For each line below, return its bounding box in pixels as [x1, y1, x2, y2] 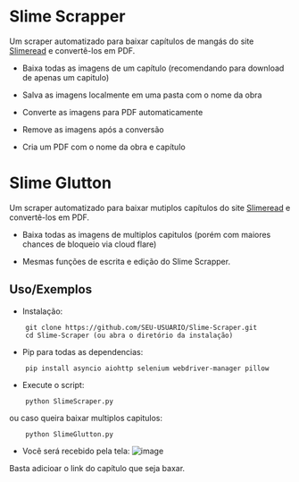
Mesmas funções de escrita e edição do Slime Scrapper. [21, 256, 230, 266]
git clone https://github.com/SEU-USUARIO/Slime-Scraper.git [25, 323, 257, 332]
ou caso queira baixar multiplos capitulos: [9, 412, 163, 423]
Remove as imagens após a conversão [21, 123, 164, 135]
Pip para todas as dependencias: [21, 346, 144, 357]
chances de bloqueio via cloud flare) [21, 239, 157, 249]
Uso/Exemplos [9, 282, 92, 297]
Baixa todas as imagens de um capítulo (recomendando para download [21, 63, 285, 73]
